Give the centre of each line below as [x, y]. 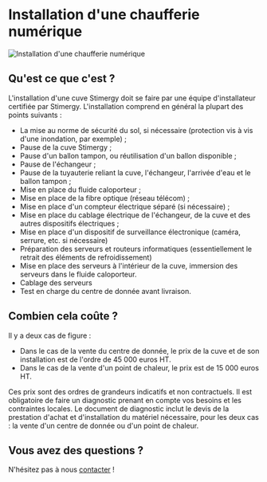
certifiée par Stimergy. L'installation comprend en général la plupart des [126, 106]
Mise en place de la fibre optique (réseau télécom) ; [104, 198]
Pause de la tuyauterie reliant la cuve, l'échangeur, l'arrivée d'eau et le [135, 172]
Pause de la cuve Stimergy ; [66, 147]
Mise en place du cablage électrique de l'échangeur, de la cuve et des [135, 215]
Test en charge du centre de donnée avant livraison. [105, 291]
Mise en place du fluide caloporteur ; [80, 190]
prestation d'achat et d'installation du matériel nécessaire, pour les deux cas [133, 417]
